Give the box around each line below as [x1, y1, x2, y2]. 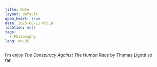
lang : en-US [5, 39, 29, 44]
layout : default [5, 12, 38, 17]
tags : [5, 30, 16, 34]
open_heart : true [5, 16, 40, 21]
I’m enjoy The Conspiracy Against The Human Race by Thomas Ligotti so [5, 52, 153, 58]
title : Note [5, 7, 29, 12]
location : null [5, 25, 36, 30]
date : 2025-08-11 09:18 [5, 20, 54, 26]
